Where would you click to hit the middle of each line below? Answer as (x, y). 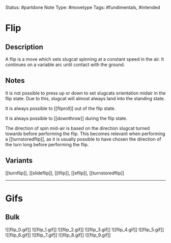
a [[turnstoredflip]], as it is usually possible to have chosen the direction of (83, 139)
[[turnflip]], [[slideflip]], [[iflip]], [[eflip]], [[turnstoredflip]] (65, 173)
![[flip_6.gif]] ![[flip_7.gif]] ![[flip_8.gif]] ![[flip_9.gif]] (58, 235)
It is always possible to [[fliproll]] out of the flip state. (61, 108)
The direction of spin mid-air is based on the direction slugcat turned (78, 128)
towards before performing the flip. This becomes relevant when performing (85, 134)
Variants (19, 161)
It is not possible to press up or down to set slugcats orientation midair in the (85, 93)
